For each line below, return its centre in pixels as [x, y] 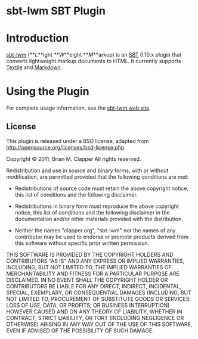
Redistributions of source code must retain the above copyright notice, [102, 188]
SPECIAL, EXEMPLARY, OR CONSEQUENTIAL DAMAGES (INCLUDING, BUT [99, 293]
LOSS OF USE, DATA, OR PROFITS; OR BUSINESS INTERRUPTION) [88, 305]
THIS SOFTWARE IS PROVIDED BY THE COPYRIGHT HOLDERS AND [90, 254]
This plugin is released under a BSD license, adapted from [78, 141]
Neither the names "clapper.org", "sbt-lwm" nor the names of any [95, 230]
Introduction [38, 38]
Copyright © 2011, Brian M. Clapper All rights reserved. [74, 158]
